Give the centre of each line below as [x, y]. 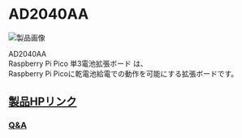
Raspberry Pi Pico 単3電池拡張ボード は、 [78, 63]
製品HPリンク [43, 102]
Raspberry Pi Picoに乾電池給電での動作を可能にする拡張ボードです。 [123, 73]
